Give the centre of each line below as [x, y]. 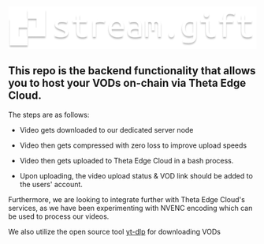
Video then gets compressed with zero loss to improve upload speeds [133, 145]
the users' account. [51, 184]
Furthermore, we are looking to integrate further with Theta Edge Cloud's [127, 199]
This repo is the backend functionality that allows [132, 71]
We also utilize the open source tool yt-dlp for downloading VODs [114, 231]
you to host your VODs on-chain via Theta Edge [127, 83]
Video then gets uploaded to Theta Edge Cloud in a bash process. [126, 160]
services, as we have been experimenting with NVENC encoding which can [130, 208]
